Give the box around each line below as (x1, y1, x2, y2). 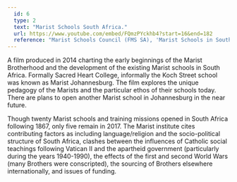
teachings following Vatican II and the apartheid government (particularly (7, 145, 219, 153)
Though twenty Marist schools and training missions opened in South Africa (7, 114, 229, 123)
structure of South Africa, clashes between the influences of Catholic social (7, 137, 228, 145)
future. (7, 101, 27, 109)
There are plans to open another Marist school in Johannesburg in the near (7, 93, 226, 102)
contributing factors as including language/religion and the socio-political (7, 130, 221, 138)
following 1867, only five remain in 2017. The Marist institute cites (7, 122, 195, 131)
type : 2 (13, 17, 37, 24)
